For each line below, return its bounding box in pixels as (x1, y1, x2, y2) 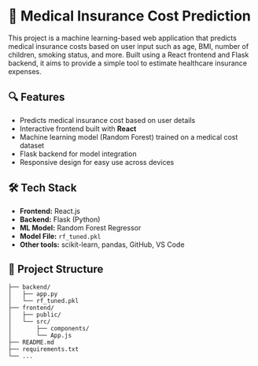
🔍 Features (8, 91, 65, 104)
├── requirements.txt (8, 345, 79, 353)
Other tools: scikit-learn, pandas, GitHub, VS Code (19, 240, 185, 249)
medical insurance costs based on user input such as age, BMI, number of (8, 41, 249, 50)
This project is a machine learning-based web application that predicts (8, 33, 238, 43)
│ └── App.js (8, 331, 72, 340)
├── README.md (8, 338, 55, 346)
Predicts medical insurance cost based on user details (19, 115, 196, 125)
